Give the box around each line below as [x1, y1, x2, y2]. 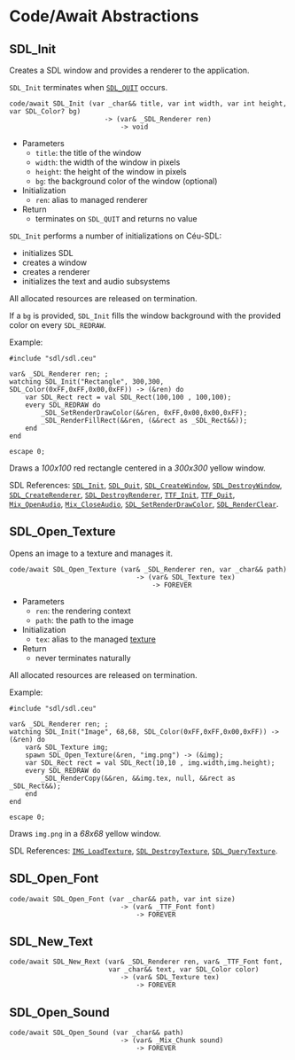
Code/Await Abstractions [9, 6, 199, 27]
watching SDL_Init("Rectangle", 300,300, [9, 378, 165, 386]
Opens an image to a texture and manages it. [9, 548, 174, 558]
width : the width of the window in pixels [35, 157, 181, 168]
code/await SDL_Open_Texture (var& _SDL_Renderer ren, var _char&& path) [9, 565, 288, 573]
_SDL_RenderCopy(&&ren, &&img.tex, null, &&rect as [41, 774, 237, 783]
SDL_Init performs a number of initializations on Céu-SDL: [9, 230, 222, 241]
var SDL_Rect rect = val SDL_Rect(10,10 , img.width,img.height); [25, 758, 276, 768]
